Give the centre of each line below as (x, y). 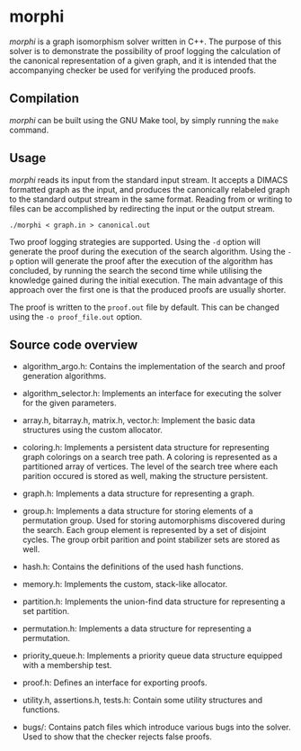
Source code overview (73, 344)
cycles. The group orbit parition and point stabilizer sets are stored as (151, 540)
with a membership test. (67, 665)
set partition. (46, 611)
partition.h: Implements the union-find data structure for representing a (154, 602)
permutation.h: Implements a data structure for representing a (137, 629)
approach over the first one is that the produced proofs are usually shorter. (148, 289)
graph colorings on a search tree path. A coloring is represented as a (150, 457)
